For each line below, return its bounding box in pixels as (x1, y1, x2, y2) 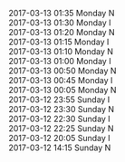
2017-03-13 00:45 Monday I (8, 75, 113, 85)
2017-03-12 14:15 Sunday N (8, 142, 111, 153)
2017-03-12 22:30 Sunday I (8, 113, 111, 124)
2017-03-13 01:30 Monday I (8, 17, 111, 28)
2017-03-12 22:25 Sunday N (8, 123, 114, 134)
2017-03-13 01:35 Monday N (8, 8, 115, 18)
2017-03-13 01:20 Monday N (8, 27, 115, 37)
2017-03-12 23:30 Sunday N (8, 104, 115, 114)
